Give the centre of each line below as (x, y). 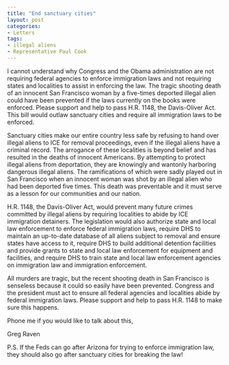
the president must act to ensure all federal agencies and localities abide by (113, 292)
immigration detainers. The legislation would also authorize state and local (112, 221)
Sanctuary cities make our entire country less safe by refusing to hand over (113, 135)
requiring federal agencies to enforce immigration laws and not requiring (109, 78)
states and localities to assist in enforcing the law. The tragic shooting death (114, 86)
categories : (24, 26)
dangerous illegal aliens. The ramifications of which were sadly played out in (114, 171)
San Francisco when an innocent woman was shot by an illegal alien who (110, 179)
